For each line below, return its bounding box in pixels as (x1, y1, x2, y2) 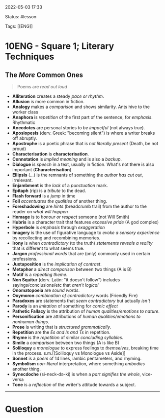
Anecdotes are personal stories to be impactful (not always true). (12, 125, 145, 130)
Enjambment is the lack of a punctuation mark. (12, 183, 108, 188)
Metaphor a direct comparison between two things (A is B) (12, 266, 132, 272)
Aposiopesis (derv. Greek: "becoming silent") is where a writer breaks (12, 130, 155, 136)
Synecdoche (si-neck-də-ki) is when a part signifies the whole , (12, 371, 141, 377)
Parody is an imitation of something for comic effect (12, 303, 118, 309)
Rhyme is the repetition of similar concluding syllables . (12, 335, 124, 340)
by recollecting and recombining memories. (12, 235, 101, 241)
